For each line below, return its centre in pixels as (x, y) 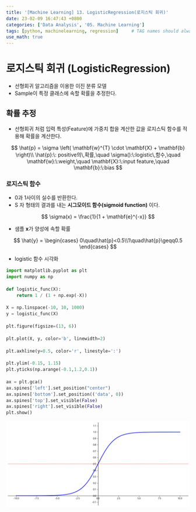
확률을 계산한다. (43, 136)
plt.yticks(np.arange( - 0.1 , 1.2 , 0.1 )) (52, 370)
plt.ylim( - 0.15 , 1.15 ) (34, 363)
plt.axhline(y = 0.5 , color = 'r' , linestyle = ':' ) (64, 351)
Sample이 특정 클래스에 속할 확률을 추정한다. (65, 93)
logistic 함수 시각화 (36, 259)
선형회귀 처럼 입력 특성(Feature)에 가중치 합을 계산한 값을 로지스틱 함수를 (98, 128)
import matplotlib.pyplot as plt (47, 271)
